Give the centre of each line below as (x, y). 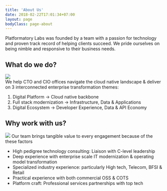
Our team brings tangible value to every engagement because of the (82, 136)
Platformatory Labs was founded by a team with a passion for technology (81, 38)
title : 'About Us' (24, 10)
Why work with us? (36, 123)
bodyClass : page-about (29, 24)
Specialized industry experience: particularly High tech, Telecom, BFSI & (87, 167)
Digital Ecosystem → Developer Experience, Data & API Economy (79, 108)
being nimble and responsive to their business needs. (60, 49)
